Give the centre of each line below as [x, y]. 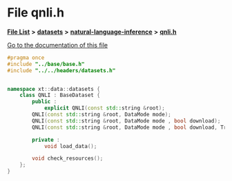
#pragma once [26, 57]
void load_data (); [70, 146]
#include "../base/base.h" [46, 64]
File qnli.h [36, 13]
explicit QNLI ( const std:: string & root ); [105, 108]
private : [46, 140]
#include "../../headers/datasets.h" [61, 70]
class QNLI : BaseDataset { [60, 95]
